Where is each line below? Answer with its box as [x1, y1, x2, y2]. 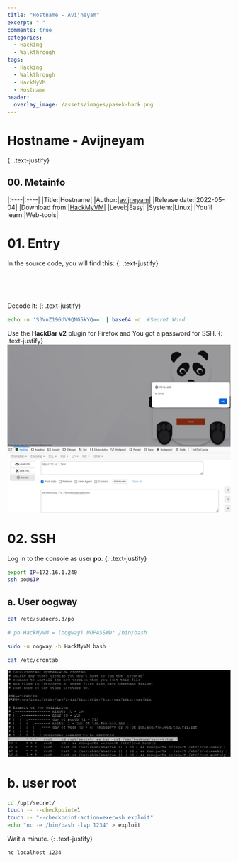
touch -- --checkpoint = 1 [7, 807, 81, 814]
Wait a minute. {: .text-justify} [7, 834, 93, 844]
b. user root [7, 775, 76, 791]
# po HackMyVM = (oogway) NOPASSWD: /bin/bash [7, 629, 147, 636]
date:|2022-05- [179, 195, 225, 204]
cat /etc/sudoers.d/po [7, 616, 74, 623]
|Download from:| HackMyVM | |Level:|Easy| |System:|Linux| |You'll [18, 203, 212, 211]
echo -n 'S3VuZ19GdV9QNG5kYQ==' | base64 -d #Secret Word [7, 316, 186, 323]
